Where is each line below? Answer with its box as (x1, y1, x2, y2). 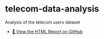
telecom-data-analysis (5, 3, 99, 14)
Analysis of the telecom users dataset (5, 19, 80, 25)
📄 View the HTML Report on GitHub (12, 28, 83, 34)
